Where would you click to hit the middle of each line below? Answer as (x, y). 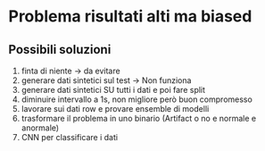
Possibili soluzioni (60, 50)
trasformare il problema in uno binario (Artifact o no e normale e (138, 118)
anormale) (40, 128)
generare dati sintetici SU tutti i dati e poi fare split (113, 90)
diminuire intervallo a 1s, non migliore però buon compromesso (137, 99)
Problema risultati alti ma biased (130, 17)
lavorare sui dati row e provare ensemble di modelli (115, 109)
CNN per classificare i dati (69, 137)
